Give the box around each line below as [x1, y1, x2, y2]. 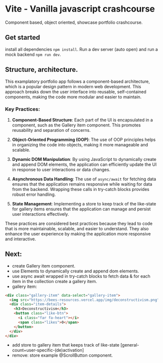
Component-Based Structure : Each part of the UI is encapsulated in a [12, 117, 153, 123]
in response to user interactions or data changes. [12, 166, 111, 173]
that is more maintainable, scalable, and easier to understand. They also [5, 225, 149, 231]
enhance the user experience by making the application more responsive [5, 231, 151, 237]
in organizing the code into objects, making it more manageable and [12, 142, 148, 147]
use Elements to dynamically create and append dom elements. [12, 268, 139, 274]
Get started [5, 33, 40, 42]
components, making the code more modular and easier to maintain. [5, 94, 142, 100]
